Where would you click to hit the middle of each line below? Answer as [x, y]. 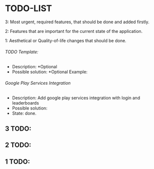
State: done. [24, 113]
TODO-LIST [29, 8]
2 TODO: [18, 145]
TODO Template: [22, 52]
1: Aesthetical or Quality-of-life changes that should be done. [66, 40]
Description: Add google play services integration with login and [76, 98]
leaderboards [25, 103]
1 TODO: [17, 161]
